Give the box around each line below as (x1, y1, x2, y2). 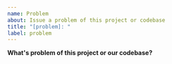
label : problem (7, 29, 52, 37)
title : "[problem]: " (7, 23, 71, 30)
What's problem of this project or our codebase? (7, 49, 153, 57)
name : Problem (7, 10, 49, 17)
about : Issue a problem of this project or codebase (7, 17, 166, 24)
